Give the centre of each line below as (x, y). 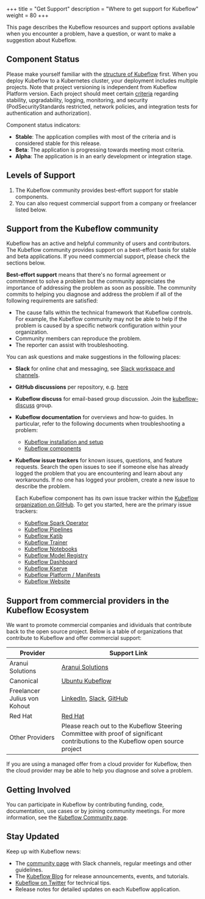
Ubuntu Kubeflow (86, 681)
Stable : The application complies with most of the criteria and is (95, 136)
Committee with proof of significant (112, 734)
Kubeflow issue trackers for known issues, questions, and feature (99, 460)
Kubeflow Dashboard (51, 562)
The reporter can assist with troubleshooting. (72, 345)
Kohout (20, 706)
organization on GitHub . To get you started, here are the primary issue (103, 505)
